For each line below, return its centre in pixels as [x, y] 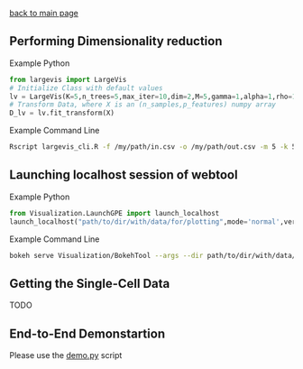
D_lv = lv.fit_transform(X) [62, 113]
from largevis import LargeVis [68, 79]
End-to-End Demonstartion [87, 333]
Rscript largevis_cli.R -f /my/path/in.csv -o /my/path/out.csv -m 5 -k [149, 147]
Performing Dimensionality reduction [116, 41]
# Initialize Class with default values [87, 88]
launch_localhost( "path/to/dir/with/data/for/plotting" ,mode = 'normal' [145, 221]
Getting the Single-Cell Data [90, 283]
